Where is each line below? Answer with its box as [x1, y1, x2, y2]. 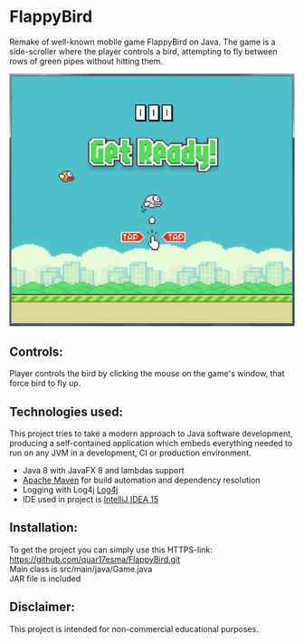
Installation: [9, 520, 79, 536]
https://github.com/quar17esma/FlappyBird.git [9, 553, 181, 564]
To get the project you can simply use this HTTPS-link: [9, 544, 213, 555]
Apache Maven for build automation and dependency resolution [22, 474, 261, 486]
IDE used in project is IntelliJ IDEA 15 [22, 494, 159, 505]
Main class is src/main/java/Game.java [9, 563, 153, 574]
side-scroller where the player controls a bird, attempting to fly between [9, 45, 278, 56]
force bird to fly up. [9, 378, 81, 389]
